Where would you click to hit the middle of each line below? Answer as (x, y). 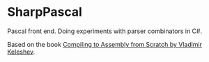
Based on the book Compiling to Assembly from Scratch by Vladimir (105, 44)
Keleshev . (21, 52)
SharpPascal (45, 12)
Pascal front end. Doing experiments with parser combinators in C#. (105, 31)
